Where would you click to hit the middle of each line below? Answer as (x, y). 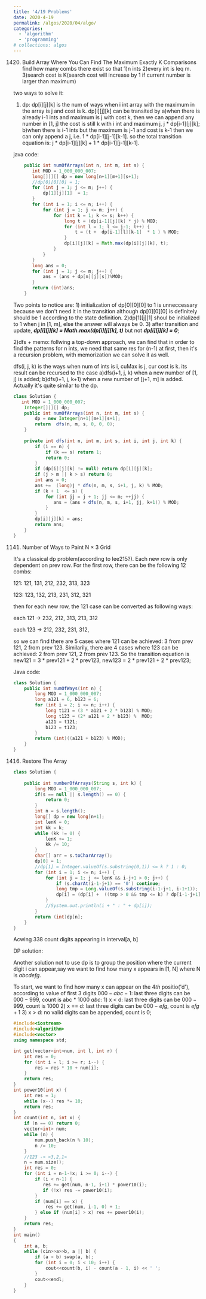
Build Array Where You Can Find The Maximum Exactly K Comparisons (109, 62)
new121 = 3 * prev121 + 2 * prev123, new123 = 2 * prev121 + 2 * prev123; (102, 660)
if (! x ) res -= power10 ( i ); (78, 1190)
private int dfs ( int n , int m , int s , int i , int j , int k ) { (103, 441)
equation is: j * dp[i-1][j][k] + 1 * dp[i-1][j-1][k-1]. (81, 143)
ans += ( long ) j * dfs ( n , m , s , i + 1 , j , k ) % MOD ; (99, 485)
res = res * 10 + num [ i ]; (67, 1068)
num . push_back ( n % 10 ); (64, 1140)
